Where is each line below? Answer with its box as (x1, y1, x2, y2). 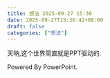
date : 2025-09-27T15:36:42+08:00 (7, 17, 104, 23)
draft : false (7, 23, 45, 30)
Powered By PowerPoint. (7, 63, 78, 71)
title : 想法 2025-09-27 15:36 (7, 10, 92, 17)
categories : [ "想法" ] (7, 29, 68, 37)
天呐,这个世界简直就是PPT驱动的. (7, 49, 102, 57)
